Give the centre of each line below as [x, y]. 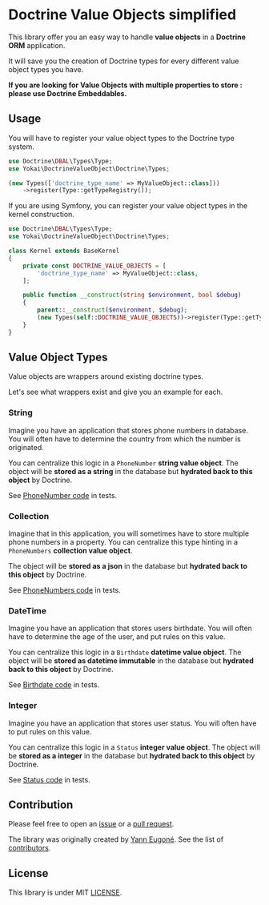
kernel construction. [41, 215]
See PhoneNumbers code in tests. [65, 590]
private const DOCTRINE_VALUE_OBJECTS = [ [94, 266]
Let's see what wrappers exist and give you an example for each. [116, 392]
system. [21, 147]
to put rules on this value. [50, 731]
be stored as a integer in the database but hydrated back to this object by [132, 755]
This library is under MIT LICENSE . [65, 893]
